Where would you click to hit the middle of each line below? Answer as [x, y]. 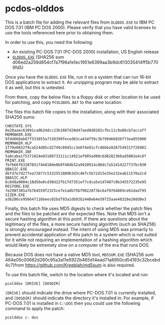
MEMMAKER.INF [18, 152]
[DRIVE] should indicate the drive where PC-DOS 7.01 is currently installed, [81, 292]
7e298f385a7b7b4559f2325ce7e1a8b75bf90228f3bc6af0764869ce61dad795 [76, 191]
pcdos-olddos [34, 9]
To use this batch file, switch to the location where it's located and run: [77, 274]
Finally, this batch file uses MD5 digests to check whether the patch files [79, 208]
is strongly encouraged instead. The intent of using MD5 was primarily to [79, 229]
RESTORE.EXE [17, 186]
